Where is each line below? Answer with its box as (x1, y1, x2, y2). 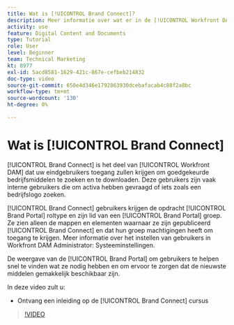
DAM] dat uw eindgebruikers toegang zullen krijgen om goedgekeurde (7, 168, 210, 176)
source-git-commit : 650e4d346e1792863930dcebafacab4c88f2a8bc (7, 82, 192, 89)
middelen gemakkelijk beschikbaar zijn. (7, 269, 120, 277)
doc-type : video (7, 75, 54, 82)
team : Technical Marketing (7, 56, 86, 63)
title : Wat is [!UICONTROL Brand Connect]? (7, 10, 136, 17)
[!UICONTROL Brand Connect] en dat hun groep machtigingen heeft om (7, 226, 214, 234)
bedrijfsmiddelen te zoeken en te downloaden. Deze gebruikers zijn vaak (7, 175, 216, 184)
